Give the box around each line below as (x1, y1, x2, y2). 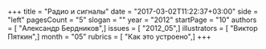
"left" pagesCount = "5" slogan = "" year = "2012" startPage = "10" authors (7, 15, 257, 24)
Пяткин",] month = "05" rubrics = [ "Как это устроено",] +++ (7, 32, 212, 41)
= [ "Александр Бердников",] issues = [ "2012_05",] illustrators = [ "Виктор (7, 24, 258, 32)
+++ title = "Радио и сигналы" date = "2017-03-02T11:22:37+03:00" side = (7, 7, 259, 16)
